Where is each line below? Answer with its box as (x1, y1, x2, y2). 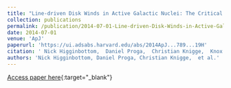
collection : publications (7, 16, 81, 23)
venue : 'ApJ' (7, 35, 45, 42)
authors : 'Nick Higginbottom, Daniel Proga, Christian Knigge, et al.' (7, 55, 220, 61)
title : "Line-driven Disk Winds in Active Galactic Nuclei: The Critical (7, 10, 223, 17)
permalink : (7, 23, 38, 29)
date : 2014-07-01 (7, 29, 57, 36)
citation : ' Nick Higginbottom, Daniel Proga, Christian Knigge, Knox (7, 48, 223, 55)
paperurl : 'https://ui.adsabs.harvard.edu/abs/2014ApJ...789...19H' (7, 42, 208, 48)
